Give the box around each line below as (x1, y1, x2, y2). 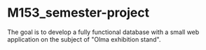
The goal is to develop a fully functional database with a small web (7, 28, 200, 36)
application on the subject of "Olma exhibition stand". (7, 35, 161, 43)
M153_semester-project (7, 5, 149, 21)
